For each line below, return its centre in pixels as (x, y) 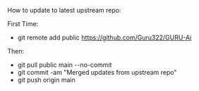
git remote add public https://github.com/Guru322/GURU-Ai (104, 37)
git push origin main (46, 80)
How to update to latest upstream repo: (64, 10)
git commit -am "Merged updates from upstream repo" (97, 72)
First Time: (23, 24)
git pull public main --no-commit (65, 65)
